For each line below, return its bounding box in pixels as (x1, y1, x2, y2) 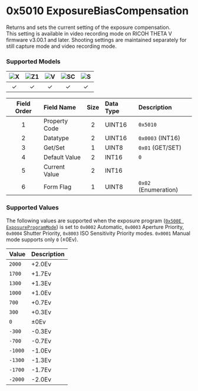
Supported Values (6, 203, 59, 212)
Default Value (43, 153, 81, 161)
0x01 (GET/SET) (138, 144, 181, 152)
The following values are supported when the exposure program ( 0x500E (6, 217, 181, 224)
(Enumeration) (138, 186, 179, 194)
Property (43, 117, 68, 125)
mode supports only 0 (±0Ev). (6, 235, 78, 243)
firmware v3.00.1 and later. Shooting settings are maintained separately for (6, 36, 187, 43)
